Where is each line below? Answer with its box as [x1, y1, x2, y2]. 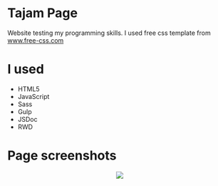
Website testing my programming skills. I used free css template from [7, 29, 212, 37]
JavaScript [17, 92, 50, 100]
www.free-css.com [7, 36, 64, 44]
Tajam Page [7, 5, 78, 21]
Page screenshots [7, 148, 117, 164]
